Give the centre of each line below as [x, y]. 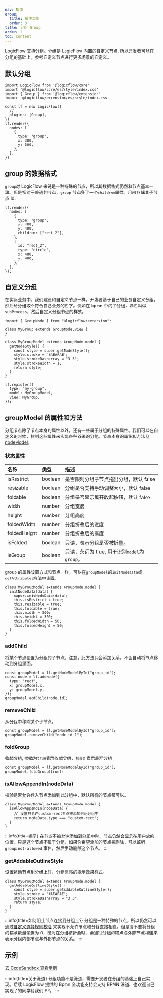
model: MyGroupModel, [31, 393]
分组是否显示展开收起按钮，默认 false [108, 498]
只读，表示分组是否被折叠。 [97, 543]
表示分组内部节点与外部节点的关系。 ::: [44, 938]
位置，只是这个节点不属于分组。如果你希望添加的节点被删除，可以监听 [75, 842]
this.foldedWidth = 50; [38, 621]
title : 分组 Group [23, 28]
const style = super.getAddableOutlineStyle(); [63, 890]
